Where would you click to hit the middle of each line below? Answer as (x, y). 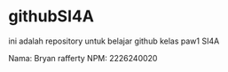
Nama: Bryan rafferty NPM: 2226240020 (83, 58)
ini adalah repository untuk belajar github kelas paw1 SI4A (114, 41)
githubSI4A (51, 16)
